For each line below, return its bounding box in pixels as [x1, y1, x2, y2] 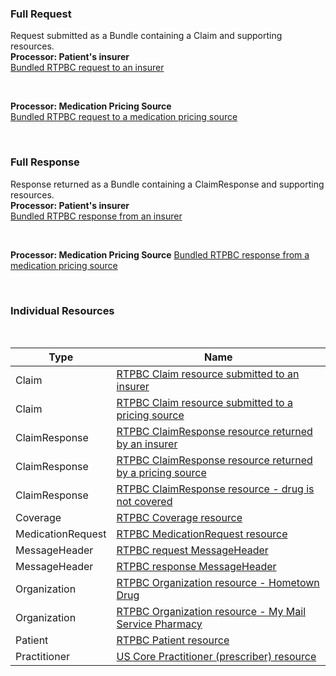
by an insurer [116, 437, 178, 451]
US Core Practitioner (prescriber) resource [116, 649, 317, 663]
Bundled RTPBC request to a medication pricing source [10, 111, 238, 123]
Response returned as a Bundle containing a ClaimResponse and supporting [10, 178, 325, 190]
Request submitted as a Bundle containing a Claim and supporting [10, 30, 283, 42]
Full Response [10, 155, 80, 169]
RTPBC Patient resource [116, 633, 230, 647]
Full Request [10, 7, 72, 21]
